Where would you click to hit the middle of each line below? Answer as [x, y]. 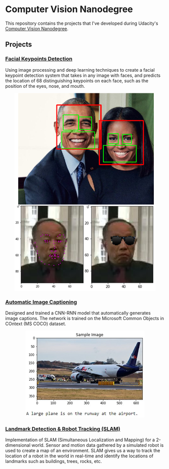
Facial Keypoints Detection [39, 59]
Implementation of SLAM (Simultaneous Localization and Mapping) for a [80, 440]
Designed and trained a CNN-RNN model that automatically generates [78, 313]
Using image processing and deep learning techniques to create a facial [80, 70]
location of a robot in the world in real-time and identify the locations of [79, 456]
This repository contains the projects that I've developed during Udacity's [82, 23]
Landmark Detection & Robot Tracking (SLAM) [63, 429]
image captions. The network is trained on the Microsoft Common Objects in [84, 318]
